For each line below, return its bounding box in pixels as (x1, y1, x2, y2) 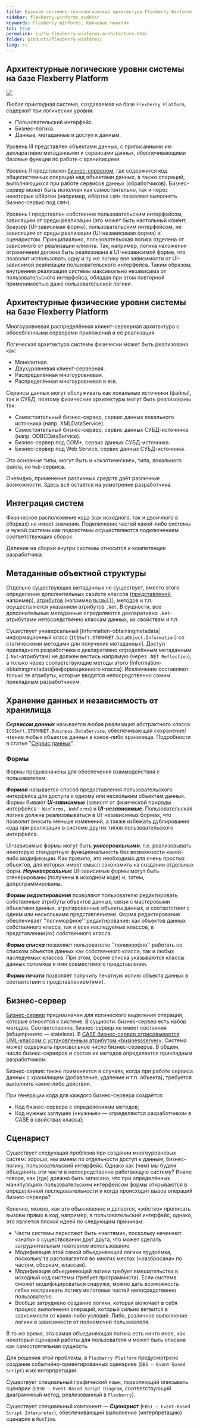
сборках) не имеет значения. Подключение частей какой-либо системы (6, 520, 191, 527)
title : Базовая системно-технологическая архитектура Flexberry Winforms (6, 8, 193, 15)
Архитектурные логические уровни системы (6, 64, 185, 75)
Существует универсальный (6, 628, 79, 635)
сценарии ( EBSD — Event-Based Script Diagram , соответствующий (6, 1384, 171, 1392)
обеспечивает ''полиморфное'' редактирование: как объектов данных (6, 917, 186, 925)
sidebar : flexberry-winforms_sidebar (6, 14, 100, 20)
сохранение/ (154, 727, 186, 734)
